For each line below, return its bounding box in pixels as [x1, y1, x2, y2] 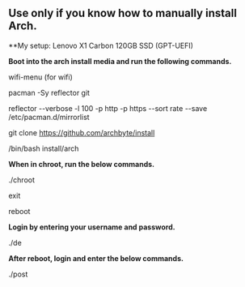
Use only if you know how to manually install [8, 6, 237, 20]
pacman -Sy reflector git [8, 88, 91, 97]
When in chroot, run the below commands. [8, 159, 155, 169]
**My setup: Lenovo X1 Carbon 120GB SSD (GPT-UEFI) [8, 41, 194, 50]
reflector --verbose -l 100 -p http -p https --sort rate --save [8, 103, 208, 113]
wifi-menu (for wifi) [8, 72, 73, 82]
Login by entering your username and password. [8, 222, 175, 232]
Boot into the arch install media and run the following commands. [8, 56, 232, 66]
